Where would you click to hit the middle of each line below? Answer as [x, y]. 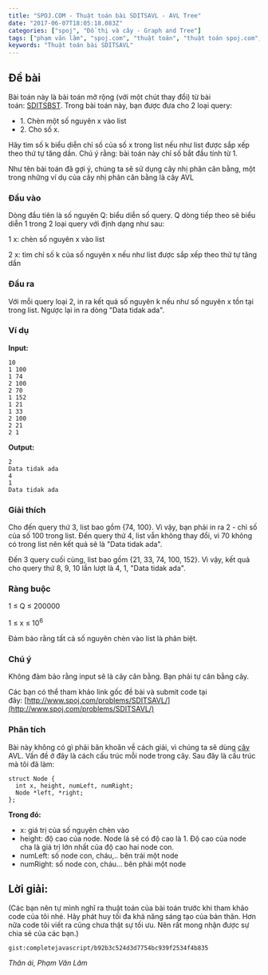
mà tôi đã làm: [32, 764]
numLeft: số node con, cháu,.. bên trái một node [99, 855]
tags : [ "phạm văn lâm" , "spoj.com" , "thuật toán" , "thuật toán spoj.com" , [135, 38]
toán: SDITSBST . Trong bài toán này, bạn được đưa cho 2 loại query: [120, 105]
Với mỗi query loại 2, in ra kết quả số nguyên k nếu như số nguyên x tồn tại [131, 301]
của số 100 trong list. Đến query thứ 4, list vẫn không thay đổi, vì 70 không [130, 536]
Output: [21, 447]
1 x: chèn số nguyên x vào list [57, 240]
